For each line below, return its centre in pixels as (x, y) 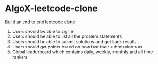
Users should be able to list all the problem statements (67, 36)
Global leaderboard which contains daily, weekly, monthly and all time (82, 52)
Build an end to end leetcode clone (40, 22)
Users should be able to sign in (43, 31)
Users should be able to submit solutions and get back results (74, 41)
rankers (20, 57)
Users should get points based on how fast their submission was (77, 47)
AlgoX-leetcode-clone (51, 8)
